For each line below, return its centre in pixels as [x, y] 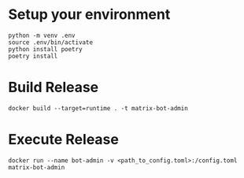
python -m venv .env [42, 35]
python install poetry [45, 49]
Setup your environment [89, 15]
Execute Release [64, 140]
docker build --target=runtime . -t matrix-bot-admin [98, 108]
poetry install [33, 56]
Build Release [54, 87]
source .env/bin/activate [50, 42]
